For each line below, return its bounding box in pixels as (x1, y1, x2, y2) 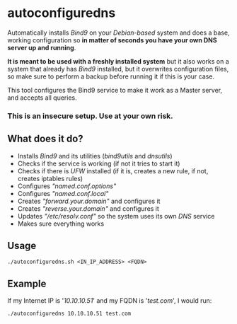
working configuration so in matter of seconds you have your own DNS (7, 35, 217, 44)
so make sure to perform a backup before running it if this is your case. (7, 72, 214, 81)
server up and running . (7, 43, 76, 52)
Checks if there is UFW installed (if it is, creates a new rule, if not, (17, 166, 209, 175)
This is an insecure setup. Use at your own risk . (7, 111, 173, 121)
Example (7, 277, 47, 289)
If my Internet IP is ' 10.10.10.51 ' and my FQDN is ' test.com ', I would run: (7, 296, 212, 305)
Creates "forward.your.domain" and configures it (17, 197, 161, 205)
